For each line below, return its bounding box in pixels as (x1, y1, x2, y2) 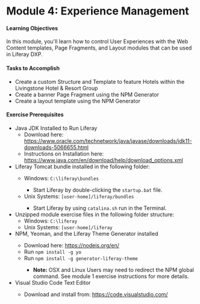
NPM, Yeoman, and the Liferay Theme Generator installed (14, 230, 158, 237)
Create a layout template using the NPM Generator (14, 97, 140, 104)
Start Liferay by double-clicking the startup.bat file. (33, 186, 163, 194)
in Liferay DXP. (6, 51, 43, 58)
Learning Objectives (6, 24, 58, 31)
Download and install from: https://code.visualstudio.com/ (23, 291, 168, 298)
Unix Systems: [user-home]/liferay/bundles (23, 192, 134, 200)
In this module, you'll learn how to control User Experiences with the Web (6, 38, 189, 45)
